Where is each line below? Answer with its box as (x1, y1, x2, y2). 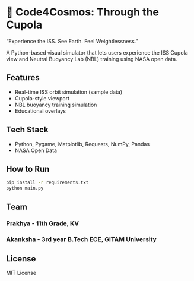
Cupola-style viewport (14, 94, 70, 102)
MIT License (6, 270, 37, 277)
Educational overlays (14, 107, 66, 115)
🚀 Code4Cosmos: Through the (6, 5, 159, 19)
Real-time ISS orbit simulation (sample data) (14, 89, 123, 96)
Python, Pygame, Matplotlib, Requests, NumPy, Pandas (14, 140, 150, 147)
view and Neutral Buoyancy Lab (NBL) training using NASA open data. (6, 55, 177, 62)
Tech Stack (6, 125, 49, 135)
